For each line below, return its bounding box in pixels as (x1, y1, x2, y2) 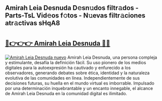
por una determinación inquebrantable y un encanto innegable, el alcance (5, 85, 153, 91)
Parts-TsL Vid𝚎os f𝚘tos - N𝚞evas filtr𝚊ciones (5, 12, 145, 20)
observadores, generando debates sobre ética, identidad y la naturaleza (5, 70, 150, 76)
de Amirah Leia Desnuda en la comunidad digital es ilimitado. (5, 91, 127, 96)
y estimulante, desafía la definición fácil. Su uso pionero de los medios (5, 60, 146, 65)
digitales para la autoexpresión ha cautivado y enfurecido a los (5, 65, 131, 70)
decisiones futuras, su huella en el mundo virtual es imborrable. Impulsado (5, 80, 155, 86)
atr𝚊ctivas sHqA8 (5, 19, 60, 27)
